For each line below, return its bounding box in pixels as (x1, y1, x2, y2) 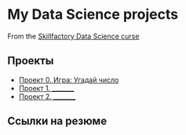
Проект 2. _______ (18, 92, 76, 101)
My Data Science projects (7, 5, 178, 24)
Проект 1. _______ (18, 83, 75, 93)
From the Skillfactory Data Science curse (7, 31, 140, 41)
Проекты (7, 54, 54, 67)
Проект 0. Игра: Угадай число (18, 75, 119, 84)
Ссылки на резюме (7, 115, 108, 128)
